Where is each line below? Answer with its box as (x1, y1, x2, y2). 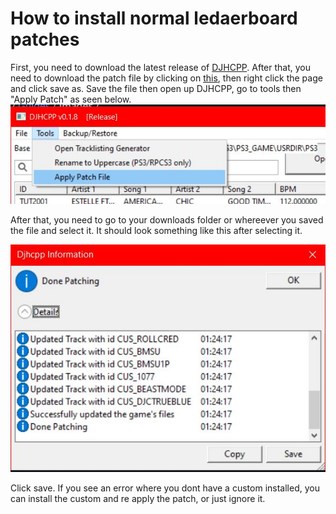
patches (10, 28, 80, 51)
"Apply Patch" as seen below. (10, 93, 132, 105)
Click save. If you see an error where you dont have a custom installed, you (10, 482, 320, 494)
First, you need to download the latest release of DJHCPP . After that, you (10, 61, 311, 73)
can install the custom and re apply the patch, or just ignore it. (10, 492, 266, 504)
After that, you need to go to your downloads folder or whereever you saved (10, 214, 324, 226)
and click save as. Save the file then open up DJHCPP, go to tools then (10, 82, 302, 94)
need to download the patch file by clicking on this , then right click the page (10, 72, 323, 84)
